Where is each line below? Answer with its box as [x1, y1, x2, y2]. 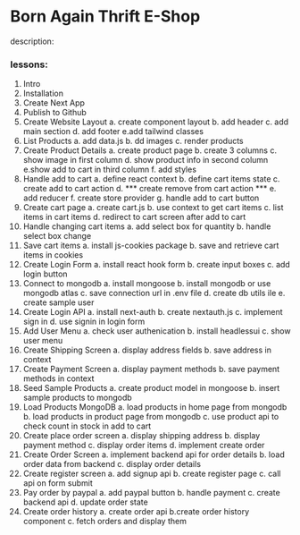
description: [10, 36, 54, 47]
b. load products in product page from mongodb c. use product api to [22, 412, 279, 422]
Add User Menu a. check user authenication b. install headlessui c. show [22, 326, 291, 336]
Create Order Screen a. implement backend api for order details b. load [22, 449, 285, 460]
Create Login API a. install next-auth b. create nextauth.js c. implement [22, 307, 284, 318]
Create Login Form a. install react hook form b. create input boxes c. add [22, 259, 291, 270]
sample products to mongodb [22, 392, 132, 403]
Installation [22, 88, 64, 99]
